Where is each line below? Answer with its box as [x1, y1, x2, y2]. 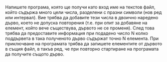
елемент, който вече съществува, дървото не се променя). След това [5, 25, 155, 31]
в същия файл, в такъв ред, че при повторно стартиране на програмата [5, 46, 159, 52]
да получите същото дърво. [5, 51, 65, 57]
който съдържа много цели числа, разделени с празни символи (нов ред [5, 9, 162, 15]
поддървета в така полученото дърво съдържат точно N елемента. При [5, 35, 159, 41]
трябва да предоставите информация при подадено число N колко [5, 31, 149, 36]
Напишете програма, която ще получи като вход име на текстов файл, [5, 4, 156, 10]
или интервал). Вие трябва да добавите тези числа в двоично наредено [5, 15, 159, 20]
